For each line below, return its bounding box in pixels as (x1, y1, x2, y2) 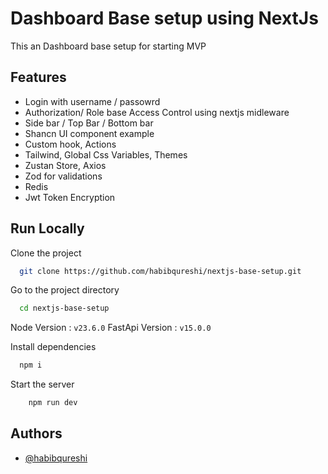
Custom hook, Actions (24, 138, 117, 150)
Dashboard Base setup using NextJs (10, 7, 319, 30)
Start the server (10, 378, 75, 391)
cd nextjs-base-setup (19, 303, 110, 314)
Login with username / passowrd (24, 95, 161, 107)
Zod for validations (24, 170, 103, 182)
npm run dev (28, 398, 78, 408)
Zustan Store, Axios (24, 159, 107, 171)
